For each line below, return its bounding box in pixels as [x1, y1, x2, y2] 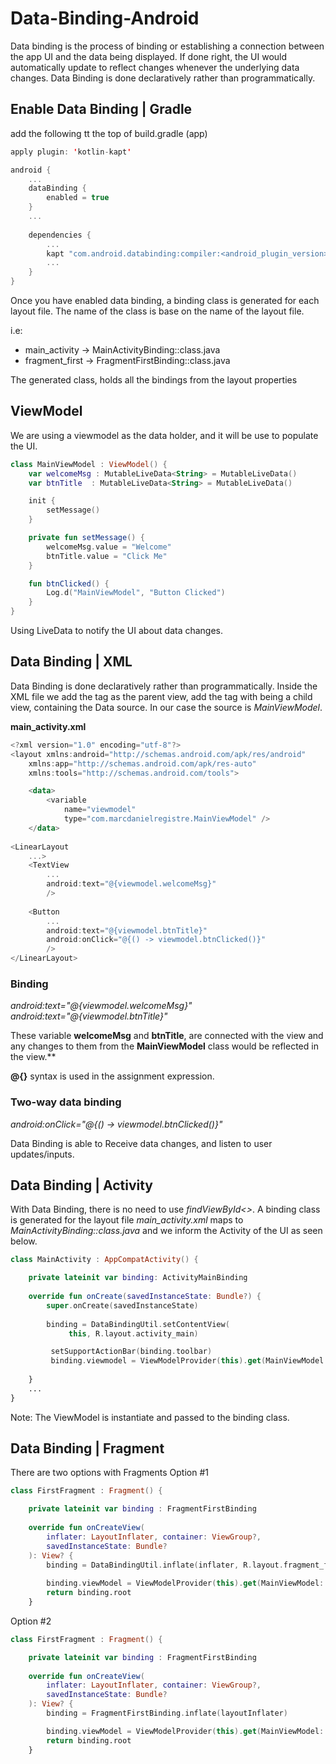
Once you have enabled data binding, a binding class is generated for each [10, 295, 320, 306]
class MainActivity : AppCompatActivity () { [10, 1255, 199, 1265]
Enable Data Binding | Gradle [10, 101, 193, 118]
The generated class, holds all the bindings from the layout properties [10, 374, 298, 386]
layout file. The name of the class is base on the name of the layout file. [10, 305, 305, 317]
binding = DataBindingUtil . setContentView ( [46, 1319, 230, 1329]
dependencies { [28, 230, 92, 240]
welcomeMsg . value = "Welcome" [46, 542, 172, 552]
